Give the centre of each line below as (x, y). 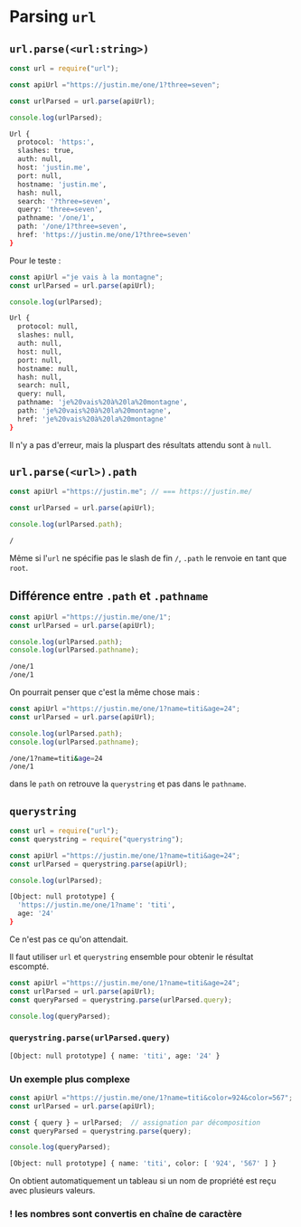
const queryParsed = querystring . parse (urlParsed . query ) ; (121, 1000)
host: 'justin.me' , (54, 167)
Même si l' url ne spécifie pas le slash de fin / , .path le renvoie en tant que (148, 557)
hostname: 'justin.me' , (62, 184)
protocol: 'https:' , (56, 142)
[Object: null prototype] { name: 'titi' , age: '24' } (115, 1056)
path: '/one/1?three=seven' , (72, 227)
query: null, (42, 394)
